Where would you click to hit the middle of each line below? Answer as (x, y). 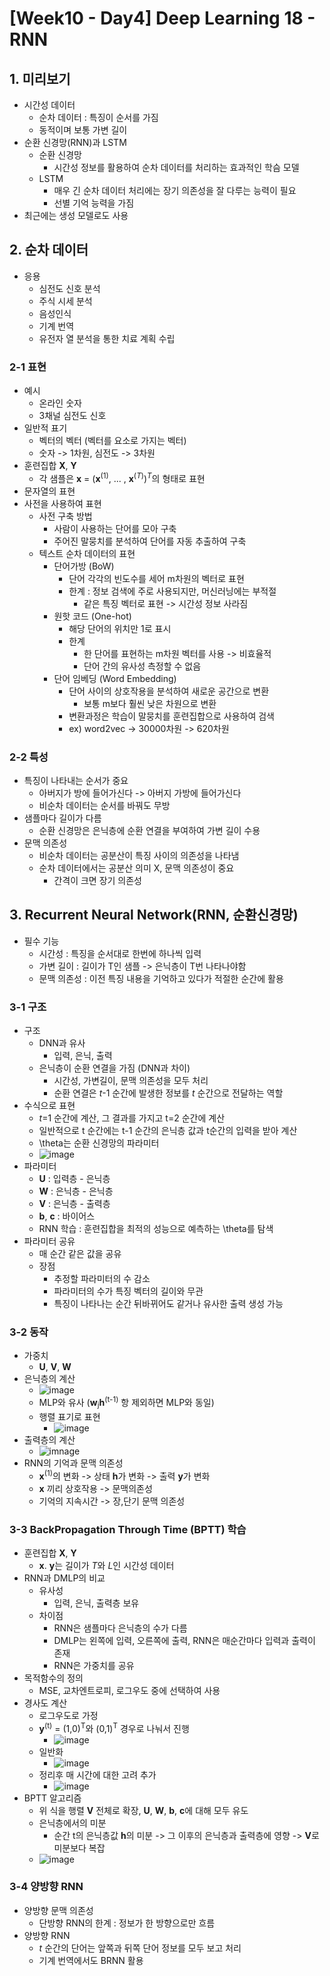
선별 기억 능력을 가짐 (94, 203)
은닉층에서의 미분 (72, 1823)
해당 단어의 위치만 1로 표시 (120, 628)
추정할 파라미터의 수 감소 (102, 1279)
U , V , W (55, 1367)
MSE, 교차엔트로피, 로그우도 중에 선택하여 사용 (129, 1690)
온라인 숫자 (60, 403)
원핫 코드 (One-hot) (92, 616)
